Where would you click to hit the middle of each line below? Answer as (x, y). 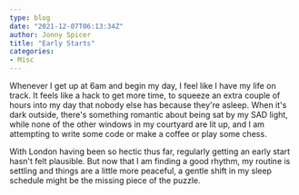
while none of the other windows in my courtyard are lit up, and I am (137, 124)
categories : (32, 52)
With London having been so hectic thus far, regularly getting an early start (150, 151)
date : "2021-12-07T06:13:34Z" (67, 26)
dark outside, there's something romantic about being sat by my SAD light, (149, 115)
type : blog (30, 18)
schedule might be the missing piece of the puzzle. (105, 180)
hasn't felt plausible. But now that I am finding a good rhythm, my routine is (150, 161)
